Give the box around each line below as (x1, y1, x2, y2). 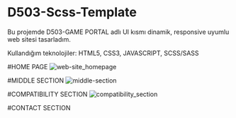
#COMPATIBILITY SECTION (7, 90, 88, 98)
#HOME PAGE (7, 62, 48, 71)
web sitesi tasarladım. (7, 35, 71, 43)
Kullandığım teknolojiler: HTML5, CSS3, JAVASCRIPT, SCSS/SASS (7, 49, 200, 57)
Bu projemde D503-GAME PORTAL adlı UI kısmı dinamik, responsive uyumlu (7, 28, 230, 36)
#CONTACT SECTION (7, 103, 71, 112)
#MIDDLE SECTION (7, 76, 64, 85)
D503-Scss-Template (7, 4, 137, 20)
